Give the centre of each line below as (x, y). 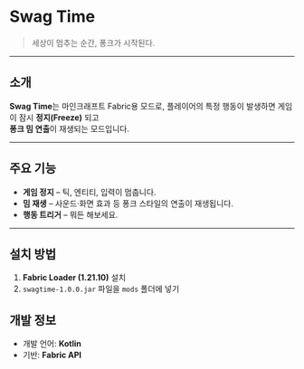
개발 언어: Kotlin (52, 344)
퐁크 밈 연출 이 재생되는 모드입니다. (69, 128)
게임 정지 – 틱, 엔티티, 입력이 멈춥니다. (89, 192)
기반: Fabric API (52, 355)
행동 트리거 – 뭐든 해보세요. (70, 214)
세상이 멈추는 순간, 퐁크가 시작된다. (93, 43)
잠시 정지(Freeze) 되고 (59, 117)
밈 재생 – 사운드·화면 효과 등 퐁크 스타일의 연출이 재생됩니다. (128, 203)
